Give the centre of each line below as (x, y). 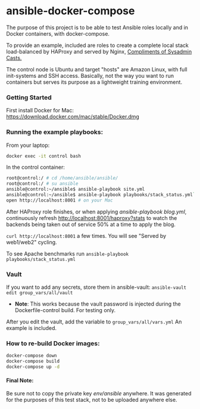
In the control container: (36, 167)
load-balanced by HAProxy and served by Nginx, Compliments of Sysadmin (99, 51)
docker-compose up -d (33, 367)
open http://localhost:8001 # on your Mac (60, 200)
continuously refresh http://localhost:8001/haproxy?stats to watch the (92, 218)
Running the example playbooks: (54, 132)
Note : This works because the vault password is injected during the (98, 304)
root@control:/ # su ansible (42, 184)
